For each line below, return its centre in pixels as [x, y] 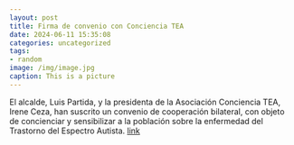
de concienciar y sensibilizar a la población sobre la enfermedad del [137, 121]
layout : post [34, 18]
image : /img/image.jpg [52, 68]
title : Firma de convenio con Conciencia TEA [96, 26]
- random [26, 59]
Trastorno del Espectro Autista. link [75, 131]
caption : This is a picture [62, 77]
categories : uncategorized [60, 43]
